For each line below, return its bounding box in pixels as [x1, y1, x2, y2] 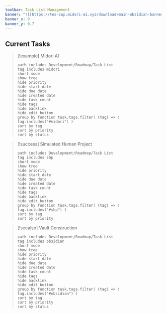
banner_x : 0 [5, 16, 30, 21]
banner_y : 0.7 [5, 21, 35, 26]
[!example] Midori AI [17, 53, 59, 59]
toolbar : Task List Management [5, 7, 70, 12]
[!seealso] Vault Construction [17, 225, 77, 231]
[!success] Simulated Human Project [17, 141, 92, 147]
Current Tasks [5, 39, 50, 48]
